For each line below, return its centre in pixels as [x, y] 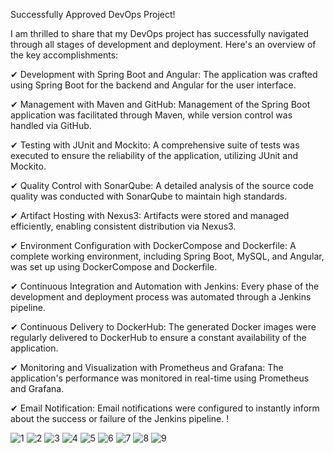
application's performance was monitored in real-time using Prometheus [160, 378]
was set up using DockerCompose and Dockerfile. [114, 267]
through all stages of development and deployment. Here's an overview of [163, 44]
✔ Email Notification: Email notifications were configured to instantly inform [165, 408]
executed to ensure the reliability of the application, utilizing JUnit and [154, 155]
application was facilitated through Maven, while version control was [151, 115]
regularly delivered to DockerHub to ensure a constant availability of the [158, 337]
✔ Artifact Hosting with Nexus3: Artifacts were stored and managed [150, 215]
